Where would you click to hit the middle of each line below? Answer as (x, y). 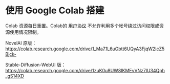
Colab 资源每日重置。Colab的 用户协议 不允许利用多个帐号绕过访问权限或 (82, 26)
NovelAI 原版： (21, 43)
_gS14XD (15, 76)
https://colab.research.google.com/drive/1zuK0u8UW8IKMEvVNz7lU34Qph (85, 70)
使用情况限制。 (25, 32)
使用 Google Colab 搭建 (55, 10)
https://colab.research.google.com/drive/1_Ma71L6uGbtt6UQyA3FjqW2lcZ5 (85, 49)
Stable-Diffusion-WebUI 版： (36, 65)
